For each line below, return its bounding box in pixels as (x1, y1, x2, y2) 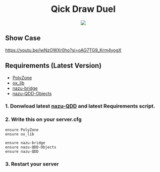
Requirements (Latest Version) (5, 61, 102, 70)
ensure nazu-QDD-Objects (5, 145, 56, 150)
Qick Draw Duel (51, 3, 116, 15)
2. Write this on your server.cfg (5, 116, 82, 123)
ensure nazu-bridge (5, 140, 46, 145)
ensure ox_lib (5, 131, 35, 137)
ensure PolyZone (5, 127, 39, 132)
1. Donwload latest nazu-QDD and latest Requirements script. (5, 103, 156, 110)
